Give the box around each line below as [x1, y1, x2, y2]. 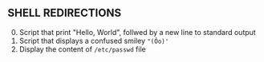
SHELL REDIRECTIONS [7, 6, 122, 20]
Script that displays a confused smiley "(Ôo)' [18, 36, 169, 45]
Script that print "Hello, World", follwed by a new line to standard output [18, 27, 256, 37]
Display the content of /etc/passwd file [18, 44, 146, 54]
